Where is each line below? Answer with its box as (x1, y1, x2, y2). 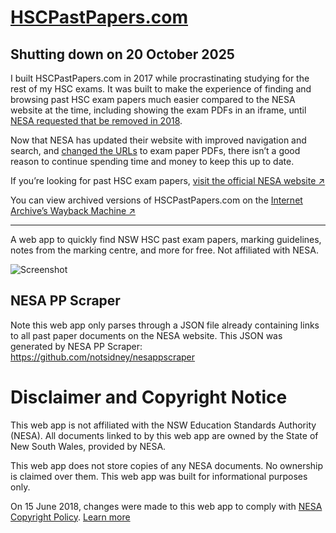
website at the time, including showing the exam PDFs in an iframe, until (10, 104, 307, 116)
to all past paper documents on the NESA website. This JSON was (10, 329, 283, 341)
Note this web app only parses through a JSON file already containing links (10, 319, 320, 331)
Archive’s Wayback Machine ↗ (10, 205, 136, 216)
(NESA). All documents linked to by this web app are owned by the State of (10, 429, 319, 441)
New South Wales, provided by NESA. (10, 440, 167, 452)
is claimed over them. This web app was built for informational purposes (10, 470, 308, 482)
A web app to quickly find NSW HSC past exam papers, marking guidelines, (10, 234, 322, 245)
